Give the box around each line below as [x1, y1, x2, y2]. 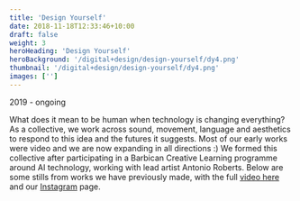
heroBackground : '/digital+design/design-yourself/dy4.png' [9, 55, 241, 64]
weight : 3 [9, 38, 47, 48]
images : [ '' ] [9, 72, 59, 81]
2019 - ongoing [9, 96, 66, 107]
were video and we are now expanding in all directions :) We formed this [9, 142, 277, 153]
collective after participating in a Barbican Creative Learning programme [9, 152, 277, 163]
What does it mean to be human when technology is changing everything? [9, 114, 286, 124]
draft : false [9, 30, 59, 39]
